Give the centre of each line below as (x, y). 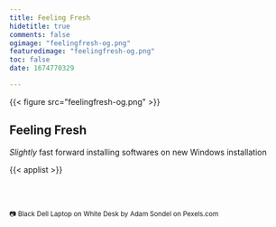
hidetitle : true (40, 26)
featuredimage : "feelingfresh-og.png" (82, 52)
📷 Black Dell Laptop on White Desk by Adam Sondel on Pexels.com (114, 213)
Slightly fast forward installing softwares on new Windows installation (138, 152)
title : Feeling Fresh (50, 18)
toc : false (30, 60)
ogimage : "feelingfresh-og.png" (70, 43)
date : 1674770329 (42, 69)
